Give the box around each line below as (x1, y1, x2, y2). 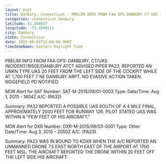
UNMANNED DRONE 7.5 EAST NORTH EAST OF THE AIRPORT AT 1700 (5, 143, 150, 149)
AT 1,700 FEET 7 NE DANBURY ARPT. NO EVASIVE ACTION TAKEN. (5, 73, 142, 79)
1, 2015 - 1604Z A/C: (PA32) (5, 94, 62, 100)
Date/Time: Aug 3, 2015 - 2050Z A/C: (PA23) (5, 128, 96, 134)
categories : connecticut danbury (5, 16, 74, 21)
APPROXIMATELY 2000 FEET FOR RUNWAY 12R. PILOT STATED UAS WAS (5, 109, 157, 114)
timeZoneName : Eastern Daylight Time (5, 44, 83, 49)
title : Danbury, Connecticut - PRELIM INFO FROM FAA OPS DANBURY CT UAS (5, 12, 158, 17)
